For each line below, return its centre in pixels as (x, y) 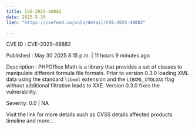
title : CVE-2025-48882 (34, 11)
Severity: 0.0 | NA (27, 103)
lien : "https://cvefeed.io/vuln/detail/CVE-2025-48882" (76, 22)
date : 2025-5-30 (26, 17)
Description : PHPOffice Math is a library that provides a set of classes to (94, 67)
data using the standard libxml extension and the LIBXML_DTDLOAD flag (90, 79)
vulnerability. (21, 92)
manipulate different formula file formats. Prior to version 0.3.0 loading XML (97, 73)
